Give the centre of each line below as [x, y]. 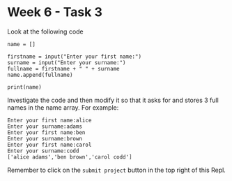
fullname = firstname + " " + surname [63, 68]
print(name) [24, 87]
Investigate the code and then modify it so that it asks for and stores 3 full [113, 100]
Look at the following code [45, 31]
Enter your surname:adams [45, 126]
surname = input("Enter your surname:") [67, 63]
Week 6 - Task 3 [55, 12]
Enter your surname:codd [43, 151]
